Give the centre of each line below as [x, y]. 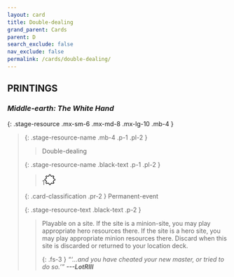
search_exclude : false [40, 45]
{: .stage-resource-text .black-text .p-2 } [83, 210]
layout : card [26, 15]
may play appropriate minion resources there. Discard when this [135, 238]
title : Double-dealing [40, 22]
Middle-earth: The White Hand [61, 109]
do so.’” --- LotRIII [68, 266]
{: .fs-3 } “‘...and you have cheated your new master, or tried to [133, 259]
